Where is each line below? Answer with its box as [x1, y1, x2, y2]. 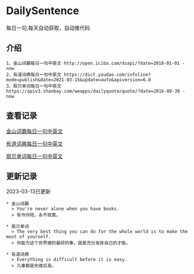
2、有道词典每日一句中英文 [6, 72, 62, 78]
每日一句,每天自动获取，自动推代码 [6, 24, 91, 31]
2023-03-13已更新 [6, 188, 51, 195]
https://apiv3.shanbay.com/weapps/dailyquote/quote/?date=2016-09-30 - [6, 88, 185, 94]
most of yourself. [6, 234, 51, 240]
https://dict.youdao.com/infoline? [63, 72, 151, 78]
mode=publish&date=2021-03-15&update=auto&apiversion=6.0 [6, 76, 151, 83]
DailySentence [6, 4, 79, 18]
